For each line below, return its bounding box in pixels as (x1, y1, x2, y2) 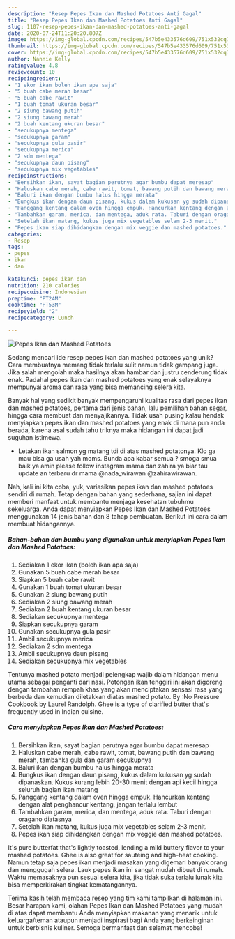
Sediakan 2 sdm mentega (17, 642, 91, 650)
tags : (8, 243, 24, 251)
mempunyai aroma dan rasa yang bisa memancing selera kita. (8, 383, 186, 391)
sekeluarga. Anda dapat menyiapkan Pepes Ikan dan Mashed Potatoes (8, 505, 211, 513)
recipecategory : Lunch (8, 314, 74, 321)
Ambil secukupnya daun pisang (17, 649, 109, 657)
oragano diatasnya (17, 815, 72, 823)
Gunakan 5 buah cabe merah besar (17, 567, 120, 576)
